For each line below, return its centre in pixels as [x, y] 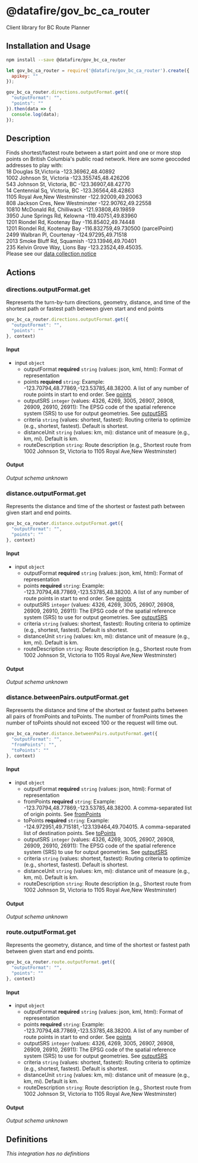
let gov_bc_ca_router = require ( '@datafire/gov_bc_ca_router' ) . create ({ [98, 70]
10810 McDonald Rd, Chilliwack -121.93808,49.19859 [71, 210]
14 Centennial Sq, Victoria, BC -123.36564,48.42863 [70, 191]
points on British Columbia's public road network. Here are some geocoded [98, 159]
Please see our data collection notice [51, 254]
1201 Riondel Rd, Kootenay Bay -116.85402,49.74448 [71, 222]
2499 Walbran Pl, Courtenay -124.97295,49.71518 [67, 235]
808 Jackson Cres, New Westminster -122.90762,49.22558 [79, 203]
